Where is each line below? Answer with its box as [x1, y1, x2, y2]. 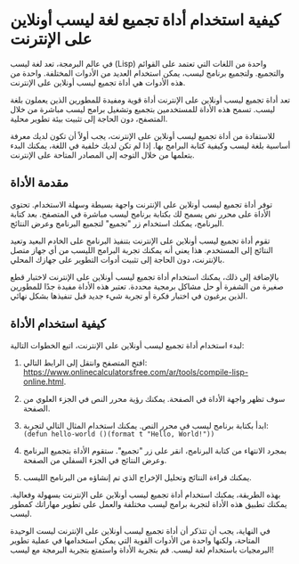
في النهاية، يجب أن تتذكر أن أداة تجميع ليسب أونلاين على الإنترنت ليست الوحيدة [10, 525, 271, 535]
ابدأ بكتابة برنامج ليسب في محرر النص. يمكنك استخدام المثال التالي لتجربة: [22, 420, 270, 430]
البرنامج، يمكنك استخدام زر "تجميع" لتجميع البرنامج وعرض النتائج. [10, 217, 225, 228]
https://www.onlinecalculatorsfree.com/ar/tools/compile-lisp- [22, 366, 248, 377]
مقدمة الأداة [10, 176, 69, 191]
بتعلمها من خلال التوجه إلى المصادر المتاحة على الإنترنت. [10, 149, 195, 160]
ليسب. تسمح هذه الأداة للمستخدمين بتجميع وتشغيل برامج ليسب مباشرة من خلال [10, 103, 276, 114]
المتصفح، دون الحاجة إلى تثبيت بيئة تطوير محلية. [10, 113, 168, 124]
